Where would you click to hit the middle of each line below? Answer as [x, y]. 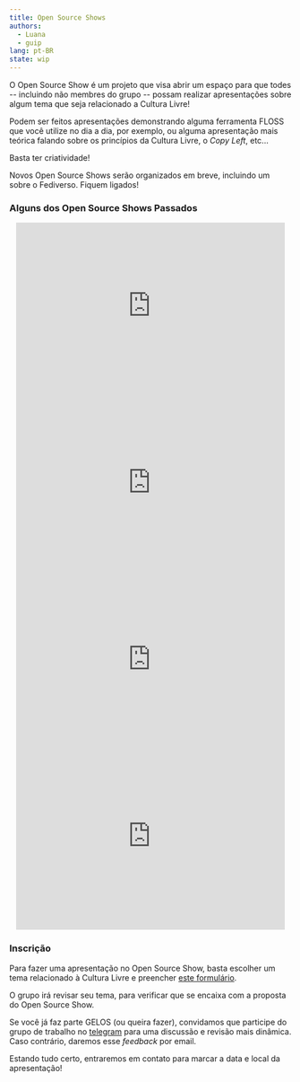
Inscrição [30, 948]
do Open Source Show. [52, 1004]
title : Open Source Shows [57, 18]
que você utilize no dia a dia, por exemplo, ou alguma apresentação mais [144, 131]
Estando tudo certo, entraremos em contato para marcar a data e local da [145, 1058]
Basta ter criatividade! [50, 158]
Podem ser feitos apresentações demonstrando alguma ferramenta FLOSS [147, 121]
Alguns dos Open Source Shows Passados [103, 207]
